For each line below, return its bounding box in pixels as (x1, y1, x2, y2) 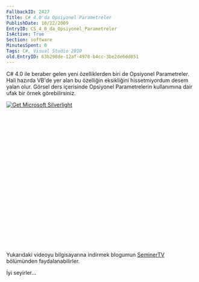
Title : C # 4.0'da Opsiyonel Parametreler (6, 14, 112, 20)
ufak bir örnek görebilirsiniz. (6, 89, 77, 96)
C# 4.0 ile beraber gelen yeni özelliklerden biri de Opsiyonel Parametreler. (6, 70, 190, 77)
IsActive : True (6, 31, 45, 37)
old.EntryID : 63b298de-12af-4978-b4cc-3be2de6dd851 (6, 54, 139, 60)
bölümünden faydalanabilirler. (6, 257, 80, 265)
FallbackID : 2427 (6, 8, 50, 15)
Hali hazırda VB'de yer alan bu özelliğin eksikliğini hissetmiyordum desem (6, 77, 189, 84)
